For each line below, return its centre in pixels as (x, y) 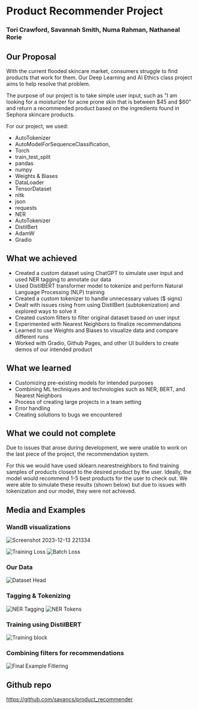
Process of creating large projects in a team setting (78, 402)
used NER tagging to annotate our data (63, 279)
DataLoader (29, 182)
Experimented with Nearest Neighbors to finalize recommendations (98, 324)
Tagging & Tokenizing (38, 596)
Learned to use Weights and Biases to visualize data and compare (96, 330)
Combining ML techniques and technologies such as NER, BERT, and (100, 389)
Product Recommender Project (85, 11)
